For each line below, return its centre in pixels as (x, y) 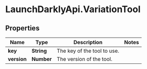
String (39, 51)
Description (88, 42)
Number (42, 59)
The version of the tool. (84, 59)
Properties (22, 28)
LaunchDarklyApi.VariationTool (73, 9)
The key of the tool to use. (88, 51)
